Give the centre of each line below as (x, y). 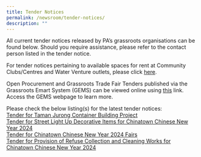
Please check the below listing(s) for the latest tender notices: (84, 109)
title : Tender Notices (35, 12)
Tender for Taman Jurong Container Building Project (72, 115)
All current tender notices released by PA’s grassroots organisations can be (101, 41)
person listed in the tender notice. (49, 54)
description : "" (27, 23)
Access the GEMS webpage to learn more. (60, 97)
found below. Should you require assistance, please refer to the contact (96, 47)
